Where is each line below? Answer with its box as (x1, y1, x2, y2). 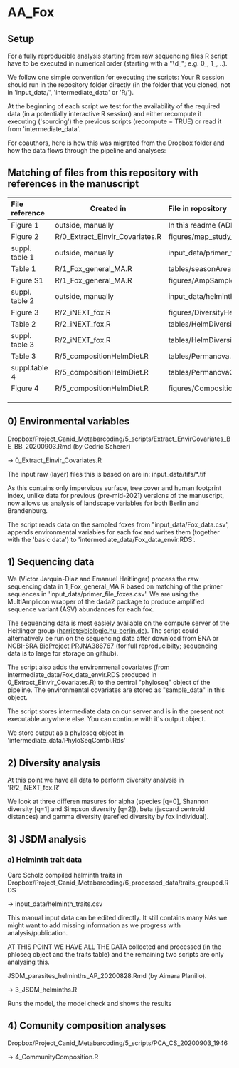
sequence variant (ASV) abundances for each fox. (7, 605, 154, 614)
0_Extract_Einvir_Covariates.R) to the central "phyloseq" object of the (7, 678, 211, 687)
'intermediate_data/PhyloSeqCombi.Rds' (7, 736, 126, 745)
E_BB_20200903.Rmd (7, 442, 72, 450)
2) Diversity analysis (7, 757, 101, 769)
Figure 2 (11, 231, 39, 241)
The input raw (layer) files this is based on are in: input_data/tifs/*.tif (7, 469, 206, 478)
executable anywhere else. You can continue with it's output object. (7, 715, 206, 723)
